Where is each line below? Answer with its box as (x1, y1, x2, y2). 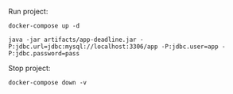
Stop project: (8, 63, 51, 73)
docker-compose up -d (8, 22, 80, 30)
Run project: (8, 7, 49, 16)
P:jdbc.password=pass (8, 50, 80, 58)
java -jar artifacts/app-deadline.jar (8, 36, 137, 43)
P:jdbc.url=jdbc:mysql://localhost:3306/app (8, 43, 158, 51)
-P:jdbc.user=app (161, 43, 219, 51)
